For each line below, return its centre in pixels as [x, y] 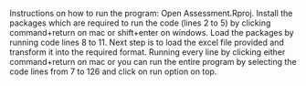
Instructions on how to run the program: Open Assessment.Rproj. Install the [151, 13]
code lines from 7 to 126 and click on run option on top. [113, 71]
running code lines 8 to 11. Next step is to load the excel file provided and [147, 42]
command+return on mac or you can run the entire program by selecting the [153, 62]
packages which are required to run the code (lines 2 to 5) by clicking [140, 23]
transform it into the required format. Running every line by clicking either [148, 52]
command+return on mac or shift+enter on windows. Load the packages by [152, 32]
